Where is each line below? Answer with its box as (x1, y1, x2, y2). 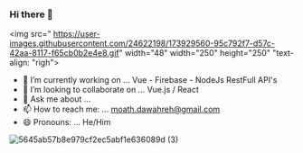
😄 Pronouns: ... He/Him (22, 117, 111, 128)
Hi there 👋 (9, 8, 54, 21)
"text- (272, 48, 294, 58)
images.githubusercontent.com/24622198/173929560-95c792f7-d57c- (9, 38, 276, 49)
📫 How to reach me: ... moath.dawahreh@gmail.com (22, 103, 221, 115)
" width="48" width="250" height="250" (118, 48, 271, 58)
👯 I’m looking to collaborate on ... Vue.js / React (22, 85, 199, 95)
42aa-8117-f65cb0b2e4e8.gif (9, 48, 119, 58)
